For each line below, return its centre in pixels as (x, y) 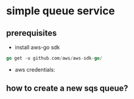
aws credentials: (35, 69)
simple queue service (60, 11)
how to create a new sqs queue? (67, 89)
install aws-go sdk (37, 47)
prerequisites (32, 33)
